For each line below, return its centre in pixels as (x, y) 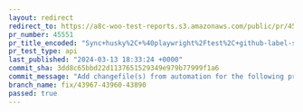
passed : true (33, 93)
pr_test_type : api (43, 51)
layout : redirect (41, 18)
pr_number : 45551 (41, 34)
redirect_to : (33, 26)
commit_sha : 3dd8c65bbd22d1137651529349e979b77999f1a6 (114, 69)
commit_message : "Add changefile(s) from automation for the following (146, 77)
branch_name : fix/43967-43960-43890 (77, 85)
